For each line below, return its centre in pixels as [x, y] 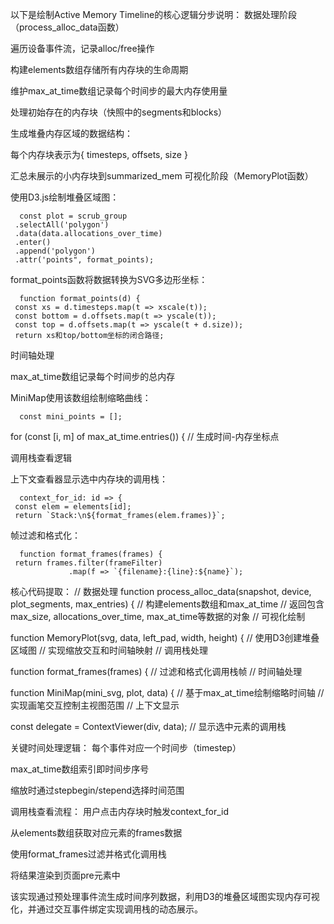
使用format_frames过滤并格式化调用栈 [88, 854]
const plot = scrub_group [73, 216]
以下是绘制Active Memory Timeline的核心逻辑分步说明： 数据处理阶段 [154, 14]
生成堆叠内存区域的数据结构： [71, 133]
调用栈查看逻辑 [41, 457]
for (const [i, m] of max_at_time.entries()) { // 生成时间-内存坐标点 [145, 436]
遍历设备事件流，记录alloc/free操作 [82, 48]
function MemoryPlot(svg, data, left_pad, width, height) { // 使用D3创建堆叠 [165, 637]
